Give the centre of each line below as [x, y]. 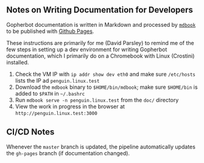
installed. [18, 62]
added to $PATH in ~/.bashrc [50, 93]
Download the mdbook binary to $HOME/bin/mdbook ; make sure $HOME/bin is [106, 87]
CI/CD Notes [30, 132]
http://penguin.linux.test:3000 [56, 113]
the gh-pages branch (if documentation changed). [68, 153]
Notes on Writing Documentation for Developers [100, 10]
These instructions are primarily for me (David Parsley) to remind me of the [100, 43]
